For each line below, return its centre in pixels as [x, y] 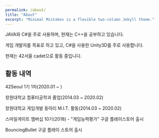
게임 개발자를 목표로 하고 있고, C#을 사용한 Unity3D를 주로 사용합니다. [74, 45]
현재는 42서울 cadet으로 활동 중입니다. [44, 56]
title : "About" [21, 15]
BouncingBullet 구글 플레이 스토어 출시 [44, 130]
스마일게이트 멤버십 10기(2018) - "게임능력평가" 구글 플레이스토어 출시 [74, 119]
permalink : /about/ [26, 10]
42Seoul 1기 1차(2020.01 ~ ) [34, 87]
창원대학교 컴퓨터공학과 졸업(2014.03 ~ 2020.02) [54, 97]
